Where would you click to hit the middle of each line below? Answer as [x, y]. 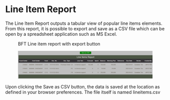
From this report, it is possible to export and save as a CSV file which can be [85, 28]
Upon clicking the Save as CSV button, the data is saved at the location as [82, 86]
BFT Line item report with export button [59, 43]
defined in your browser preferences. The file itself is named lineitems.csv [83, 92]
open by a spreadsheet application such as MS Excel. [61, 34]
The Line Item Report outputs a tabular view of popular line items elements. [84, 23]
